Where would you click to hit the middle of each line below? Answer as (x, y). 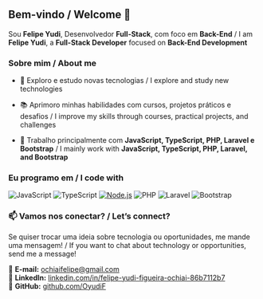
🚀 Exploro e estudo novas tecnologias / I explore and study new (124, 81)
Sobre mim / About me (53, 63)
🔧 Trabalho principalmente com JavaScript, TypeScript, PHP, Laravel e (137, 140)
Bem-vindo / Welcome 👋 (70, 15)
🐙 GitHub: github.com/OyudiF (57, 286)
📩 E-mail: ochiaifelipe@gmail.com (64, 269)
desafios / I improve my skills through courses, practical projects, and (134, 116)
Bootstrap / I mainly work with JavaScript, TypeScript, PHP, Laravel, (133, 149)
